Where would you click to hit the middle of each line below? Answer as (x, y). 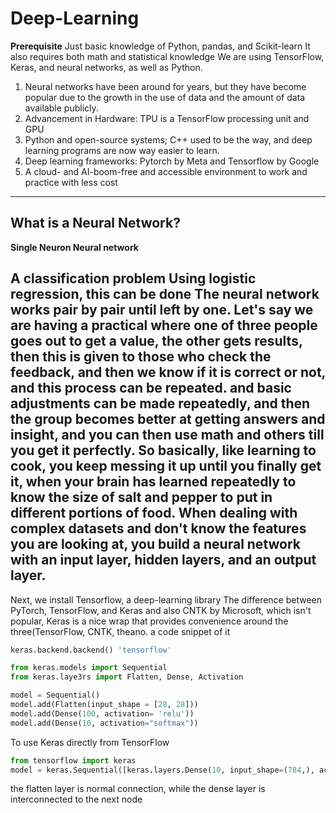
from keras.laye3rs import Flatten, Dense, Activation (127, 677)
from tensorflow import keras (73, 760)
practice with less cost (71, 182)
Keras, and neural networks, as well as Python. (106, 67)
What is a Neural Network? (95, 223)
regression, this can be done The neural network (165, 294)
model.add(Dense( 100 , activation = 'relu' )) (102, 713)
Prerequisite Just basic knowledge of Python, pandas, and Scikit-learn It (160, 46)
